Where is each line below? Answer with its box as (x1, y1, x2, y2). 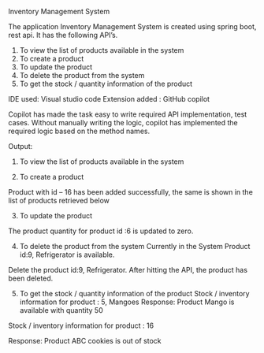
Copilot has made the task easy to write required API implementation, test (8, 110, 247, 119)
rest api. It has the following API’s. (8, 31, 118, 39)
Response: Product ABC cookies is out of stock (8, 336, 162, 345)
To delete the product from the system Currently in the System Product (19, 242, 251, 251)
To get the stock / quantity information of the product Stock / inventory (19, 289, 250, 298)
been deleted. (8, 273, 54, 283)
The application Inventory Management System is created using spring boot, (8, 22, 257, 31)
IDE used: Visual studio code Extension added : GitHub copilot (8, 95, 210, 103)
